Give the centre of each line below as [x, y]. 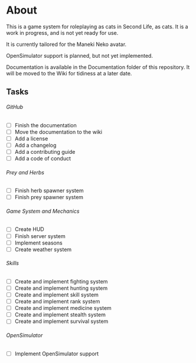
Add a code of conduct [43, 158]
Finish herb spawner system [49, 191]
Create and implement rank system [57, 302]
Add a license [31, 138]
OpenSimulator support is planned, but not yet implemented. [80, 55]
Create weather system [43, 249]
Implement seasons [39, 243]
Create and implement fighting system [61, 281]
